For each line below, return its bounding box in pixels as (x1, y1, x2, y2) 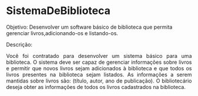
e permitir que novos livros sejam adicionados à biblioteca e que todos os (6, 64, 192, 71)
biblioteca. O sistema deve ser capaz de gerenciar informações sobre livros (6, 59, 192, 66)
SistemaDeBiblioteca (6, 4, 111, 18)
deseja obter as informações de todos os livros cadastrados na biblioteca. (6, 83, 186, 90)
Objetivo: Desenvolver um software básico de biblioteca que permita (6, 23, 173, 30)
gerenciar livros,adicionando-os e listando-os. (6, 29, 118, 36)
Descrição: (6, 41, 32, 48)
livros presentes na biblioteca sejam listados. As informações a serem (6, 71, 192, 78)
